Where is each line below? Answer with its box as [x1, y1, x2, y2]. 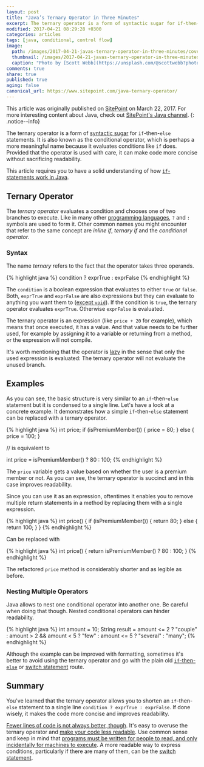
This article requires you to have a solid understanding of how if [6, 167, 168, 174]
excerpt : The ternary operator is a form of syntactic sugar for [6, 20, 175, 26]
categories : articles [6, 32, 61, 38]
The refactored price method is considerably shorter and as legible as [6, 565, 182, 572]
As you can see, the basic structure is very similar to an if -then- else [6, 395, 179, 402]
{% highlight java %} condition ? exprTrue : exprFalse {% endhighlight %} [6, 274, 190, 281]
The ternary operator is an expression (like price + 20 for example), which [6, 317, 192, 324]
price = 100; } [6, 432, 41, 440]
